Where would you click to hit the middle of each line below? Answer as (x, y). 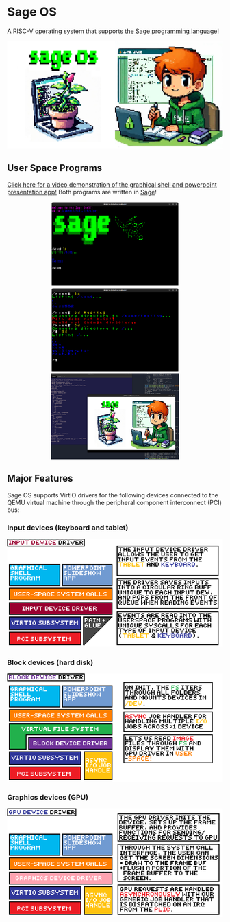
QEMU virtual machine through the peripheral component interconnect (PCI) (115, 502)
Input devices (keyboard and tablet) (68, 528)
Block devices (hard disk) (50, 662)
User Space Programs (55, 168)
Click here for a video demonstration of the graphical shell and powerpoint (112, 184)
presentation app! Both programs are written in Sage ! (82, 192)
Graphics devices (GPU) (48, 798)
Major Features (40, 479)
